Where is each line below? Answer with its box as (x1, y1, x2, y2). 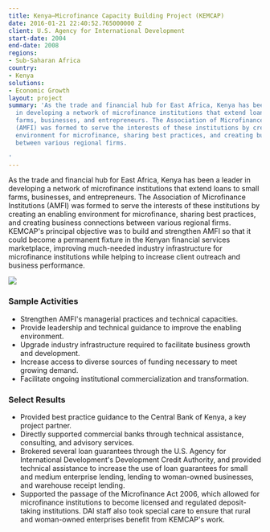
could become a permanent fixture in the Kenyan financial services (8, 235, 231, 245)
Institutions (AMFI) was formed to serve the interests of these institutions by (8, 201, 260, 211)
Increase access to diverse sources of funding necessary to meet (19, 357, 238, 366)
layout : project (8, 94, 63, 102)
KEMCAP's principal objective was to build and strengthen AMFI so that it (8, 227, 252, 236)
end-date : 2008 (8, 42, 59, 50)
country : (8, 64, 38, 72)
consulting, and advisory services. (19, 437, 134, 447)
